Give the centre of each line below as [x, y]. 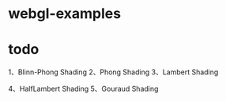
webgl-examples [64, 14]
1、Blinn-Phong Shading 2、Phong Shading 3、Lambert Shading [113, 72]
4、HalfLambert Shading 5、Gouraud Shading [83, 89]
